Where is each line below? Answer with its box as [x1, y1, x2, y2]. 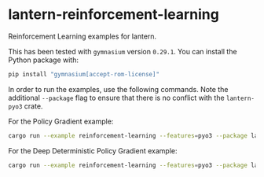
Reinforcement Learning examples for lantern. [8, 31, 157, 41]
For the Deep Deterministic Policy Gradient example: [8, 146, 178, 155]
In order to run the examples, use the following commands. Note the [8, 84, 229, 94]
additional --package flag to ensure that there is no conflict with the [8, 93, 225, 102]
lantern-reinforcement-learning [8, 6, 220, 24]
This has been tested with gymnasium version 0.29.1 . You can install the [8, 46, 237, 56]
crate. [24, 101, 43, 111]
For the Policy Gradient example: [8, 116, 114, 126]
